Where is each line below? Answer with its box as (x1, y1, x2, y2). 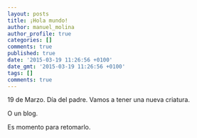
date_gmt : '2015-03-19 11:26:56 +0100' (7, 63, 126, 70)
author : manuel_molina (7, 23, 75, 30)
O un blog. (7, 109, 38, 117)
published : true (7, 50, 55, 57)
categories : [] (7, 37, 53, 44)
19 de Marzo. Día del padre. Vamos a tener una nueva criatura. (7, 96, 191, 104)
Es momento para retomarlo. (7, 123, 91, 132)
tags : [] (7, 69, 33, 76)
